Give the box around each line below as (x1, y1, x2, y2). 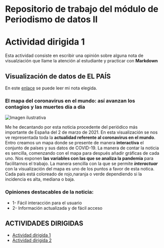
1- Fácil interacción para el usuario (12, 200, 82, 206)
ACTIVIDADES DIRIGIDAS (5, 219, 83, 227)
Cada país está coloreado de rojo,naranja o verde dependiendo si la (5, 171, 142, 177)
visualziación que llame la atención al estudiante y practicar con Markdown (5, 58, 158, 64)
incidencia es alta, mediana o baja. (5, 176, 75, 182)
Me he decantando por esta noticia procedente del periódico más (5, 124, 138, 130)
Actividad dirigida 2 (12, 237, 52, 244)
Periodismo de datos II (5, 14, 98, 25)
